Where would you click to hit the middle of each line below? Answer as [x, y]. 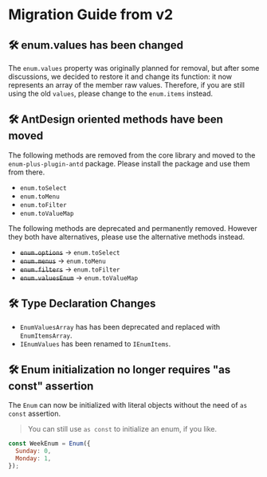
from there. [27, 172]
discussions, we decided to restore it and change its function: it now [120, 76]
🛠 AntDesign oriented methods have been [116, 120]
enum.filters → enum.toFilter [70, 269]
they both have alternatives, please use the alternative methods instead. [127, 237]
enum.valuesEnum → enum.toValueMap [79, 277]
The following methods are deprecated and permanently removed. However [133, 228]
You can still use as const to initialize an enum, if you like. [122, 429]
